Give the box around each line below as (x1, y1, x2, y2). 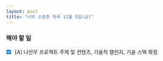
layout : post (6, 8, 38, 15)
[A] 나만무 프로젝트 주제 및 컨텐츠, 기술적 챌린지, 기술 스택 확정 (14, 48, 158, 55)
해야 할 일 (6, 34, 31, 42)
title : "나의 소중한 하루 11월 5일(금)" (6, 14, 94, 20)
